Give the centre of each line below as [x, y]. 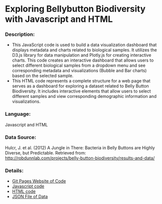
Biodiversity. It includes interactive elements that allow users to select [81, 91]
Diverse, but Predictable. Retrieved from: [45, 153]
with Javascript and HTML [59, 19]
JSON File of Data [30, 197]
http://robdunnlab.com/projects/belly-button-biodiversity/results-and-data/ [80, 158]
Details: [14, 171]
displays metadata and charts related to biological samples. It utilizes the [84, 50]
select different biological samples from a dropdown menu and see [79, 65]
